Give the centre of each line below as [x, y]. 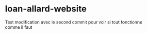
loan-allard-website [46, 9]
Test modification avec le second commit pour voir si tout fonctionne [74, 22]
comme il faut [19, 27]
